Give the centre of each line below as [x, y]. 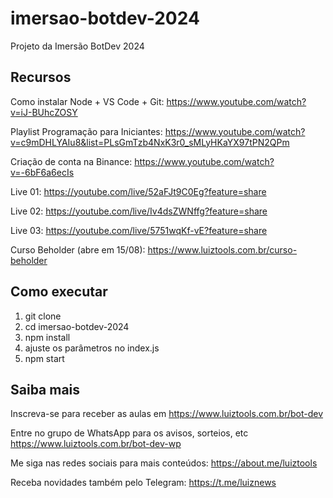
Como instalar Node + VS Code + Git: [87, 101]
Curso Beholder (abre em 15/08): [78, 249]
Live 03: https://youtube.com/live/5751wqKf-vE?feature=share [139, 230]
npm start [44, 358]
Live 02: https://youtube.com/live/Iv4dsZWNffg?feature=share [139, 211]
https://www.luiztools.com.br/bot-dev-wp [96, 444]
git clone [43, 316]
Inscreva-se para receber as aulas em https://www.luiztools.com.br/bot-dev [167, 414]
